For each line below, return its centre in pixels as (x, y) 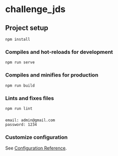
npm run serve (20, 62)
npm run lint (19, 108)
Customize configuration (37, 137)
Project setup (27, 28)
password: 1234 (21, 124)
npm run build (20, 86)
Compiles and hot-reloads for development (59, 52)
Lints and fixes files (30, 98)
